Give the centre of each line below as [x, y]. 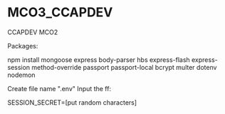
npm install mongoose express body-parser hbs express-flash [99, 59]
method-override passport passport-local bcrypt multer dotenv [124, 67]
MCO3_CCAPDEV [60, 12]
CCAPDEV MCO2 [33, 32]
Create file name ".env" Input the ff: [59, 88]
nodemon [21, 75]
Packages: [23, 46]
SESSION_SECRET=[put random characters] [72, 102]
